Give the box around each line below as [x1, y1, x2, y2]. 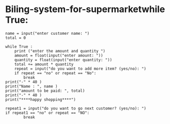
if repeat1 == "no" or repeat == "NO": [5, 110, 90, 115]
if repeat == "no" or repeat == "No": [14, 71, 96, 76]
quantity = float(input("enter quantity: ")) [14, 57, 113, 63]
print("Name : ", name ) [5, 84, 58, 89]
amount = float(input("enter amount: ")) [14, 53, 103, 58]
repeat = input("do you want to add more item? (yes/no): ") [14, 66, 146, 71]
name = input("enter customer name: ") [5, 31, 90, 36]
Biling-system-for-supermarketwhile [5, 4, 165, 15]
